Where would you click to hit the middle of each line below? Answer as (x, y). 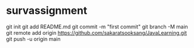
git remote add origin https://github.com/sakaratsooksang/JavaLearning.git (96, 32)
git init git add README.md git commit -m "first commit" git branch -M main (97, 27)
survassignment (47, 11)
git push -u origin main (33, 39)
